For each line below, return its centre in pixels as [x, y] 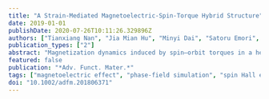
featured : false [35, 61]
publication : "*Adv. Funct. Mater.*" [71, 68]
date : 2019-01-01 [37, 23]
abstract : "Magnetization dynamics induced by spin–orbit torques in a [130, 53]
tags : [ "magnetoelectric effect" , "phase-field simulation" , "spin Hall [132, 75]
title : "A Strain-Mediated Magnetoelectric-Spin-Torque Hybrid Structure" [136, 16]
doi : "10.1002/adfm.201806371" [60, 82]
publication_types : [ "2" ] [51, 46]
